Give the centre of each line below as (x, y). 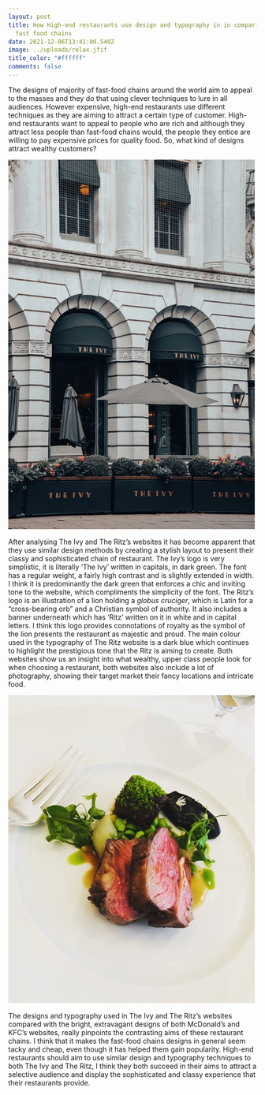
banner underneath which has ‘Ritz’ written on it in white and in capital (122, 617)
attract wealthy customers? (52, 148)
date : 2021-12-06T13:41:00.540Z (61, 42)
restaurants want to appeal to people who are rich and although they (134, 123)
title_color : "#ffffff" (47, 58)
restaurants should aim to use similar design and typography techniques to (130, 1057)
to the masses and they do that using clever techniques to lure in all (118, 98)
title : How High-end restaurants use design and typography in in (119, 25)
